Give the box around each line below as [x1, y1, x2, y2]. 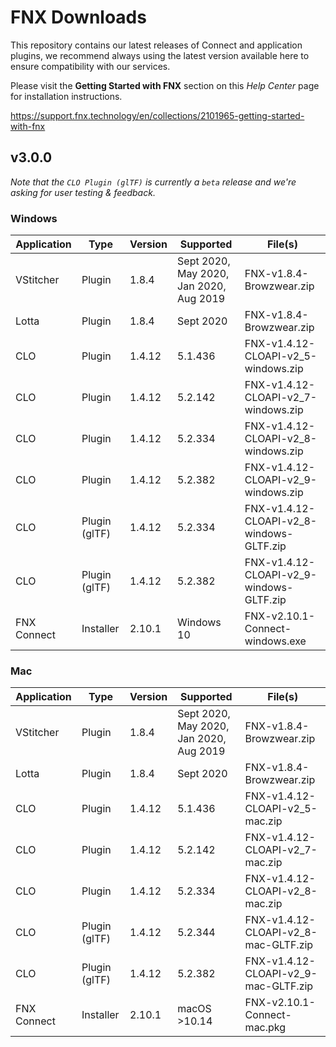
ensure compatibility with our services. [10, 60, 171, 72]
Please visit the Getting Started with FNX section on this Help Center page [10, 79, 320, 91]
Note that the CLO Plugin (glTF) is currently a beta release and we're [10, 176, 297, 188]
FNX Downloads [10, 6, 147, 29]
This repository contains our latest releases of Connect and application [10, 39, 303, 51]
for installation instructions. [10, 90, 123, 102]
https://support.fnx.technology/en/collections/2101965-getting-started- [10, 109, 305, 121]
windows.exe [244, 634, 307, 648]
